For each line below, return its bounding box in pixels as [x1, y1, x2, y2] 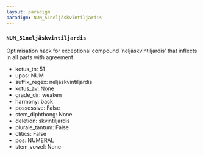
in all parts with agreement [6, 53, 73, 61]
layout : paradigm [6, 9, 51, 15]
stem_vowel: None [15, 143, 62, 150]
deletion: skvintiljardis [15, 117, 70, 124]
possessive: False [15, 104, 60, 112]
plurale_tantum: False [15, 123, 69, 131]
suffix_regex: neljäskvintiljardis [15, 78, 93, 85]
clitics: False [15, 130, 47, 137]
